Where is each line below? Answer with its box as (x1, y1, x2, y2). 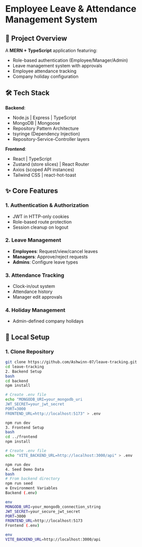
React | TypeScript (12, 156, 52, 162)
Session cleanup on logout (12, 224, 68, 230)
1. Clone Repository (5, 348, 54, 355)
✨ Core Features (5, 187, 58, 195)
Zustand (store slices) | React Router (12, 161, 90, 167)
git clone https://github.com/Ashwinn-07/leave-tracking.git (5, 359, 137, 365)
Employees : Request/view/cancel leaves (12, 248, 98, 254)
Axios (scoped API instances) (12, 166, 75, 172)
